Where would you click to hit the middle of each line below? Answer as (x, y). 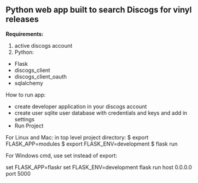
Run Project (29, 126)
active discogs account (43, 45)
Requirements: (24, 34)
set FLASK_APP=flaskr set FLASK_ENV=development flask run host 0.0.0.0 (99, 167)
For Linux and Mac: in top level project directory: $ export (77, 137)
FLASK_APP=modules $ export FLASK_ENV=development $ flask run (92, 144)
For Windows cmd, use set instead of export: (62, 155)
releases (22, 20)
